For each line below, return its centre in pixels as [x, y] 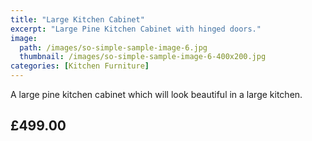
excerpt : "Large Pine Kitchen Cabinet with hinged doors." [136, 29]
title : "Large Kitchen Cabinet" [77, 19]
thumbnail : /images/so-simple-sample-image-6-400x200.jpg [143, 57]
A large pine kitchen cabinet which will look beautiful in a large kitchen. [156, 94]
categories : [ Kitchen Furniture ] [80, 66]
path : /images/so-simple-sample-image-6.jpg [113, 47]
